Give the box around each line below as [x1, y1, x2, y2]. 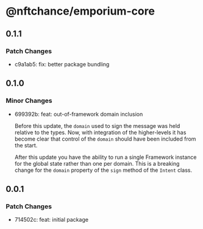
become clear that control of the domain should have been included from [14, 135, 196, 143]
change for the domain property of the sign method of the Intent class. [14, 166, 193, 174]
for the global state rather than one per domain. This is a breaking [14, 160, 180, 167]
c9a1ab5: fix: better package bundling [14, 60, 110, 68]
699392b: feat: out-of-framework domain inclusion [14, 110, 143, 118]
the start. [14, 141, 38, 149]
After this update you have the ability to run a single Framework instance [14, 153, 197, 161]
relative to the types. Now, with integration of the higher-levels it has [14, 129, 187, 136]
